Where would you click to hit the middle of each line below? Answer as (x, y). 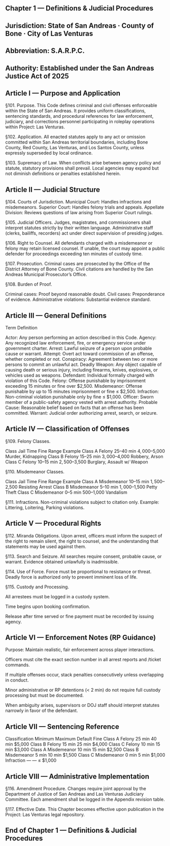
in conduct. (17, 680)
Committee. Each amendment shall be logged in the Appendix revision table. (85, 799)
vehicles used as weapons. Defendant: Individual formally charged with (80, 375)
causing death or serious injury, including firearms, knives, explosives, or (82, 370)
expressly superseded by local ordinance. (49, 153)
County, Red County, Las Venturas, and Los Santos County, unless (75, 148)
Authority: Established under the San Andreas (80, 68)
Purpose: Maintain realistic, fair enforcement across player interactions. (80, 650)
